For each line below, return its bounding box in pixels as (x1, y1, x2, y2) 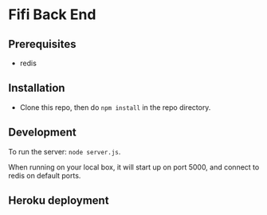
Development (8, 126, 77, 139)
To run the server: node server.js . (8, 147, 121, 156)
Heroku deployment (8, 193, 109, 208)
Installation (8, 81, 65, 95)
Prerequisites (8, 37, 77, 51)
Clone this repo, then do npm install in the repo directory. (19, 102, 211, 112)
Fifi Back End (8, 6, 96, 24)
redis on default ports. (8, 170, 81, 180)
